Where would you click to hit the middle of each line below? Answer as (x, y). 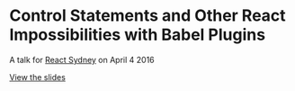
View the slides (37, 77)
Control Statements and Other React (147, 16)
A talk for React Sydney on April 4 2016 (82, 59)
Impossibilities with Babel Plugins (138, 35)
